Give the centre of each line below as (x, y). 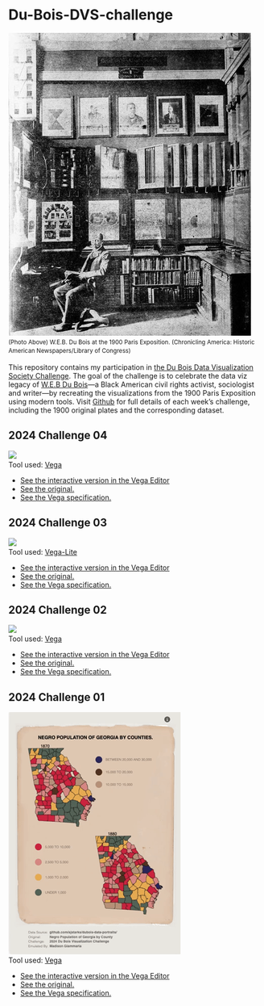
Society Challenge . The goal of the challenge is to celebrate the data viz (128, 375)
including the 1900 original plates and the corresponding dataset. (116, 410)
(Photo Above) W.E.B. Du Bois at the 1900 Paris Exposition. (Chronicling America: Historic (132, 342)
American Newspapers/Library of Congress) (70, 350)
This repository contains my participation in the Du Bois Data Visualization (131, 367)
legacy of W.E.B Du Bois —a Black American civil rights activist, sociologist (132, 384)
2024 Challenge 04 (58, 436)
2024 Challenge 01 (57, 697)
